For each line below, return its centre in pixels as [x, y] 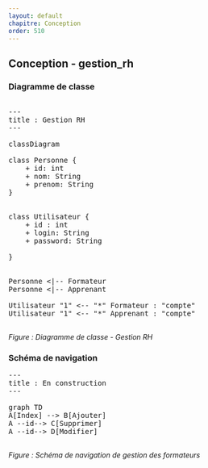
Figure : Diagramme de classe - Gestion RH [81, 337]
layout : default [35, 16]
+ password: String [64, 241]
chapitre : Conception [45, 23]
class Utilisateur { [49, 217]
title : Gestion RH [47, 120]
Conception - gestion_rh [71, 63]
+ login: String [58, 233]
